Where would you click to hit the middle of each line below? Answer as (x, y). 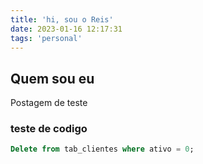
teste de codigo (49, 129)
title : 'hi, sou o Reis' (62, 19)
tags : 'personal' (46, 38)
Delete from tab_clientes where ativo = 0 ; (102, 149)
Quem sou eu (52, 78)
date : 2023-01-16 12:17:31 (66, 29)
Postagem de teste (49, 103)
